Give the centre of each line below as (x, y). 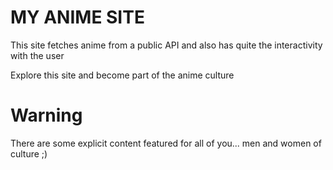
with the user (37, 55)
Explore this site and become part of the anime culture (122, 75)
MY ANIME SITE (77, 17)
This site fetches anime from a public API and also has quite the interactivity (166, 45)
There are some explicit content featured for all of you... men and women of (166, 143)
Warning (46, 115)
